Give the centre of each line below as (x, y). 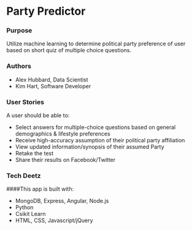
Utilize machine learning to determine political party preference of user (96, 44)
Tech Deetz (24, 176)
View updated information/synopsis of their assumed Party (90, 147)
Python (24, 207)
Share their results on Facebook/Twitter (65, 160)
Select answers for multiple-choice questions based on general (95, 128)
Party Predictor (46, 11)
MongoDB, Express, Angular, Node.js (62, 201)
